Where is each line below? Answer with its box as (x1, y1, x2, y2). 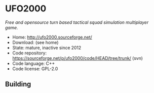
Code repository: (12, 50, 47, 56)
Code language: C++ (12, 60, 55, 66)
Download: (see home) (12, 39, 59, 45)
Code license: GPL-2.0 (12, 65, 58, 72)
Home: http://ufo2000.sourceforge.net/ (12, 34, 92, 40)
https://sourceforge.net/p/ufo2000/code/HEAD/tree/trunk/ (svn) (12, 55, 143, 61)
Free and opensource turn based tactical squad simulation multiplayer (5, 19, 149, 25)
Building (5, 80, 31, 89)
